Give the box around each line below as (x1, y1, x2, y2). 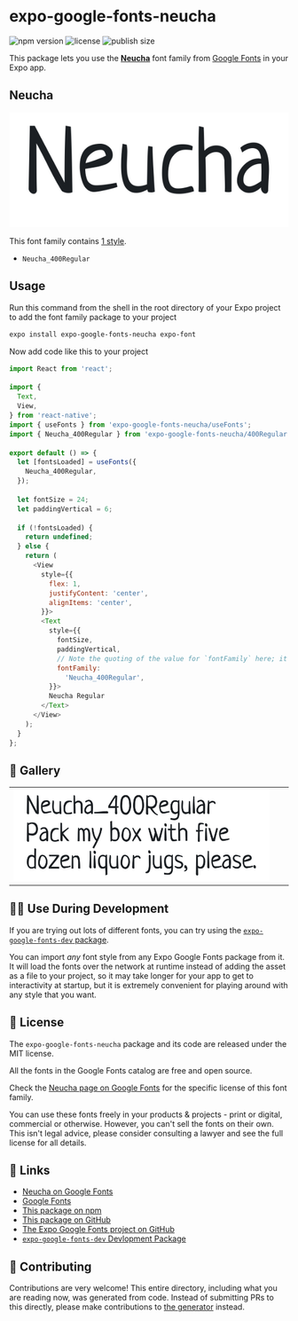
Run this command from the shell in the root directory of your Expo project (9, 302, 281, 312)
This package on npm (21, 1205, 102, 1216)
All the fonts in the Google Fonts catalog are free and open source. (9, 1065, 253, 1075)
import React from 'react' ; (9, 364, 114, 373)
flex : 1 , (48, 579, 82, 588)
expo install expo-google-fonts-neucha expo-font (9, 330, 197, 339)
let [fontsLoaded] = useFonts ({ (17, 458, 137, 467)
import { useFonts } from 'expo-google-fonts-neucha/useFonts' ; (9, 420, 252, 429)
